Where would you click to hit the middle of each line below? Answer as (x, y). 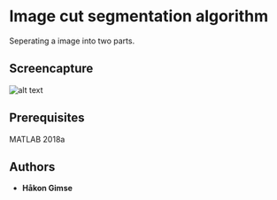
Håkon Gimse (47, 188)
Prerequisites (47, 118)
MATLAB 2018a (37, 139)
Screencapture (51, 69)
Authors (32, 167)
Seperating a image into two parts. (72, 41)
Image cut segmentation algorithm (139, 16)
